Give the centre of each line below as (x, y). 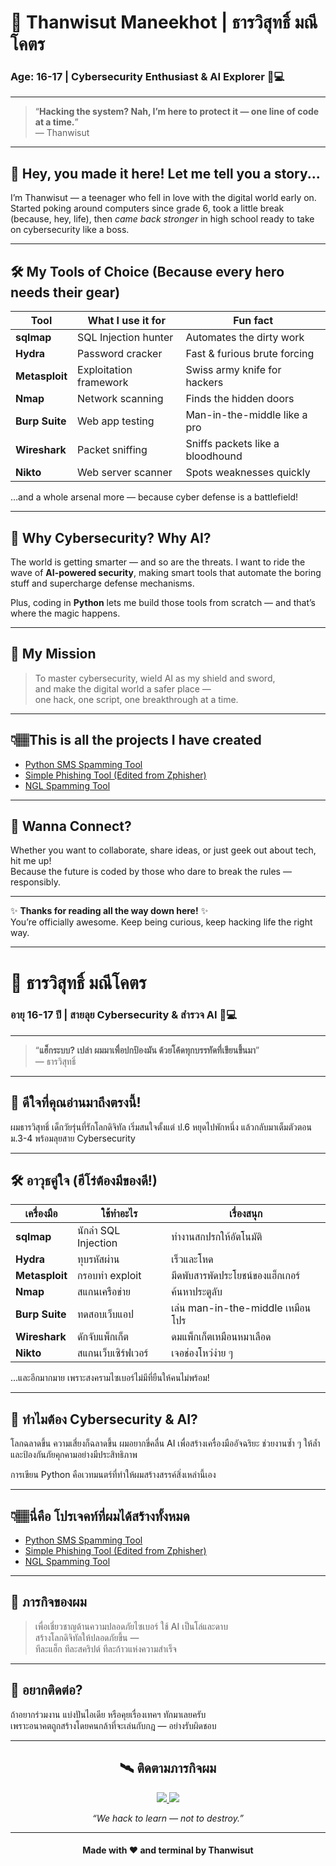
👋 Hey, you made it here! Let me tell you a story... (165, 173)
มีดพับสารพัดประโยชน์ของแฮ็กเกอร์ (236, 1276)
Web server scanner (125, 473)
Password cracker (120, 354)
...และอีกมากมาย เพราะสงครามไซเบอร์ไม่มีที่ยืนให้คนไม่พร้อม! (110, 1378)
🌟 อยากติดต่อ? (46, 1690)
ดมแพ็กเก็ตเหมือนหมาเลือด (221, 1337)
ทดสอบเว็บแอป (105, 1314)
